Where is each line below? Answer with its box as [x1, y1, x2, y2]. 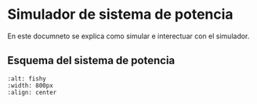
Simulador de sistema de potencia [7, 5, 233, 23]
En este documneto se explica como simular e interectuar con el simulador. [7, 31, 250, 41]
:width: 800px [7, 81, 54, 89]
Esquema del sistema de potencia [7, 54, 176, 67]
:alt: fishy [7, 74, 46, 83]
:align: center [7, 88, 57, 96]
